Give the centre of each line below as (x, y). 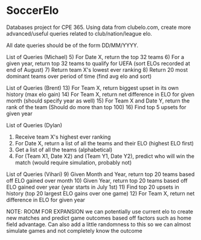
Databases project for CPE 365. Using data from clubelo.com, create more (99, 27)
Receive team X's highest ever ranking (63, 137)
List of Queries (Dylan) (34, 125)
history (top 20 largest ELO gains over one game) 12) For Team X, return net (101, 193)
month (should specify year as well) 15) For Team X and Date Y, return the (98, 101)
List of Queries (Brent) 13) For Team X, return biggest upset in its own (93, 87)
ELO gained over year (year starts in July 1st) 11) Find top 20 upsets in (93, 187)
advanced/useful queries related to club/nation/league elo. (79, 33)
